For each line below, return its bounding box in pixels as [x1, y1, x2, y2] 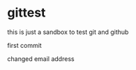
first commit [7, 41, 42, 49]
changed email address [7, 54, 75, 63]
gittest [7, 5, 46, 21]
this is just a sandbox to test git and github [7, 28, 129, 36]
